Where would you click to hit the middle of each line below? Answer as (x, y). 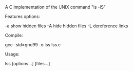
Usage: (12, 54)
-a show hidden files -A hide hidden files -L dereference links (66, 26)
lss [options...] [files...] (28, 63)
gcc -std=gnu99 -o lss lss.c (33, 45)
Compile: (14, 35)
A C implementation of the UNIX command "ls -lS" (56, 7)
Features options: (23, 16)
